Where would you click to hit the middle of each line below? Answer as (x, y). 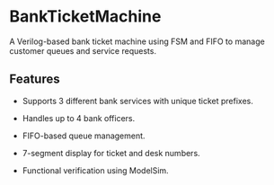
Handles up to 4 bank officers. (79, 118)
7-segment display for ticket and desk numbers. (111, 153)
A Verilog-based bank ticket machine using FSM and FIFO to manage (137, 41)
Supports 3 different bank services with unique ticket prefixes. (138, 101)
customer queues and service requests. (83, 50)
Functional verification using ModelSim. (95, 170)
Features (35, 79)
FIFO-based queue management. (84, 136)
